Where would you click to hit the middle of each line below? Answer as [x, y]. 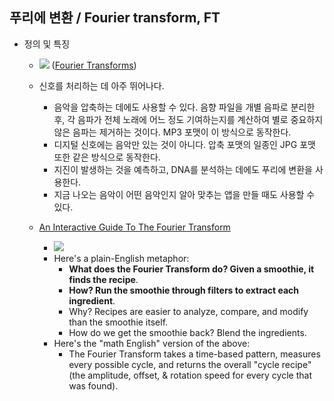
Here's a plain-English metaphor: [121, 258]
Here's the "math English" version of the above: [152, 343]
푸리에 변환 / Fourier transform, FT [115, 18]
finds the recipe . [103, 279]
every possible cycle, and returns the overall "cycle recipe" [190, 364]
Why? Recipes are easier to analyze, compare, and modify [188, 311]
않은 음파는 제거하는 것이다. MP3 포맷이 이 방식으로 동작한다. [172, 132]
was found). [93, 385]
